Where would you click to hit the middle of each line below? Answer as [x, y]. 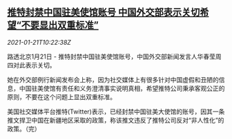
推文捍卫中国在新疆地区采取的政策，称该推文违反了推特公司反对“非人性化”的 [116, 120]
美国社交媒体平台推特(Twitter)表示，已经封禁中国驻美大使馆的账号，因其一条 [116, 111]
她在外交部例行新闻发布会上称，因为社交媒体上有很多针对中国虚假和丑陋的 [113, 79]
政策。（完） [24, 129]
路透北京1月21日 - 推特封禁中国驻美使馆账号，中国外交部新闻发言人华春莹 [112, 56]
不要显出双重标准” [60, 25]
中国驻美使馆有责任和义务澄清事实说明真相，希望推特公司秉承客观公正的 [122, 88]
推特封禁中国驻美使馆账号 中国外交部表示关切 [104, 12]
